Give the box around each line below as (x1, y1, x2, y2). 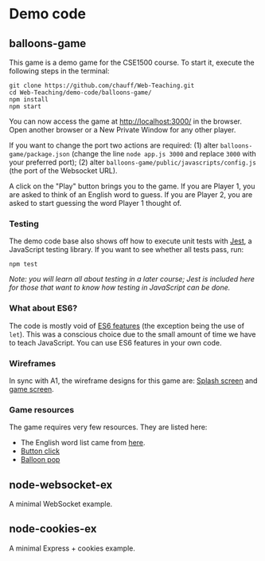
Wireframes (9, 358, 57, 369)
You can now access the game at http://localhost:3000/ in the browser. (9, 117, 242, 126)
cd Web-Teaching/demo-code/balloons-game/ (9, 89, 152, 97)
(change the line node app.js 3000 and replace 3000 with (71, 149, 257, 158)
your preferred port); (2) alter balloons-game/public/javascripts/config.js (9, 157, 257, 167)
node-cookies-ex (9, 522, 97, 535)
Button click (20, 446, 60, 456)
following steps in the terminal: (9, 66, 110, 76)
